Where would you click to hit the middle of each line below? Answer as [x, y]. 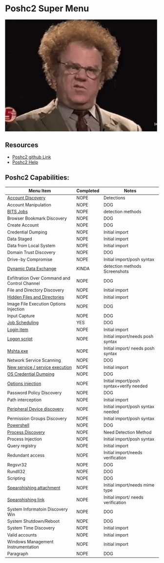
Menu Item [40, 191]
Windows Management [30, 541]
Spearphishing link [26, 500]
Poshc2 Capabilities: [37, 178]
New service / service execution [40, 367]
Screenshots [116, 271]
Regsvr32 [17, 464]
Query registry [22, 446]
